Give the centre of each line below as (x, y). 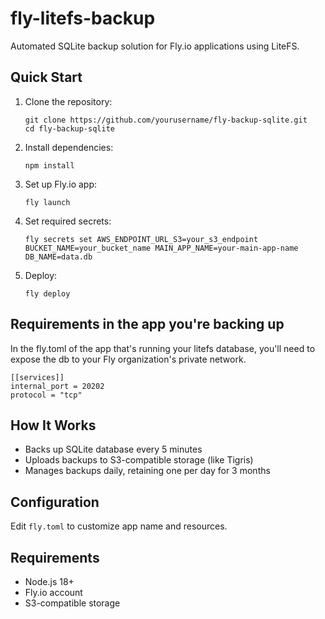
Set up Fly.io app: (61, 184)
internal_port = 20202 (57, 386)
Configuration (55, 502)
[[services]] (37, 377)
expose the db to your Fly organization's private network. (128, 359)
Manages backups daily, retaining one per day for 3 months (147, 471)
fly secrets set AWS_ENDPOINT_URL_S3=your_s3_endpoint (141, 239)
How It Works (53, 425)
